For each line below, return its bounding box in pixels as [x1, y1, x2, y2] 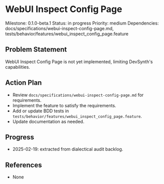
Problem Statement [5, 45, 67, 54]
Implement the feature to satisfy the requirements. [12, 102, 116, 108]
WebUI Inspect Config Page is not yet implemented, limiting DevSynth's [5, 59, 153, 65]
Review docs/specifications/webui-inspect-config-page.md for [12, 92, 144, 98]
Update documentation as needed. [12, 118, 84, 124]
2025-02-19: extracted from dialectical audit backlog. [12, 146, 123, 152]
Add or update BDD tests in [12, 108, 69, 114]
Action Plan [5, 79, 42, 87]
